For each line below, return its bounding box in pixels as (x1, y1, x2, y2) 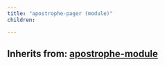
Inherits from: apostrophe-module (7, 47, 158, 59)
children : (7, 16, 36, 23)
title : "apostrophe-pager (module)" (7, 10, 113, 17)
